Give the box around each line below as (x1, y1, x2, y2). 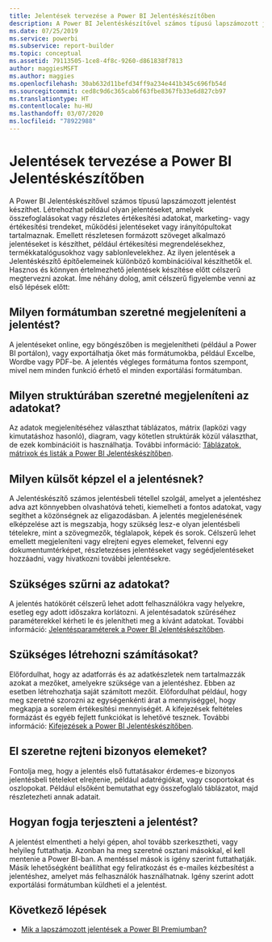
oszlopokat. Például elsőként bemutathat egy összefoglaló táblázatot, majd (9, 783, 259, 793)
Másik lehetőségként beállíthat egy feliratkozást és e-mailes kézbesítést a (9, 863, 254, 872)
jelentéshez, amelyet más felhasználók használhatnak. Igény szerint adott (9, 871, 254, 880)
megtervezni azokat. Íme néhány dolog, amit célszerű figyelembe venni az (9, 273, 257, 283)
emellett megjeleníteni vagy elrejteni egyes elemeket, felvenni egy (9, 537, 228, 546)
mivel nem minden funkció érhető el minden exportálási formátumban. (9, 365, 243, 375)
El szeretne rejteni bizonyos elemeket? (9, 745, 208, 758)
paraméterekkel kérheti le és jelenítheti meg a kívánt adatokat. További (9, 616, 245, 626)
